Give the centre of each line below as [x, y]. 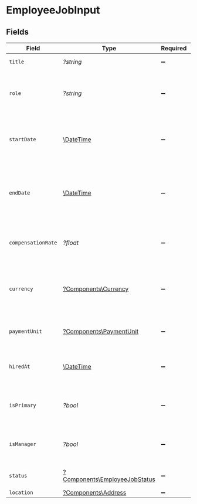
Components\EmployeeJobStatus [109, 479]
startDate [23, 139]
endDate [20, 193]
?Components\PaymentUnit [101, 331]
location [21, 493]
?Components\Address [94, 493]
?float [71, 243]
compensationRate [33, 243]
